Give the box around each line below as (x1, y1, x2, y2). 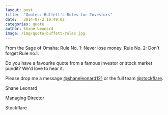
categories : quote (5, 21, 44, 27)
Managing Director (5, 95, 45, 101)
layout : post (5, 7, 33, 13)
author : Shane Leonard (5, 26, 53, 31)
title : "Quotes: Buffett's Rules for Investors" (5, 12, 113, 17)
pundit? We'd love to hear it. (5, 65, 64, 71)
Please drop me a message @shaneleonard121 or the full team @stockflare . (5, 75, 164, 81)
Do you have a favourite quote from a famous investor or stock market (5, 60, 153, 66)
